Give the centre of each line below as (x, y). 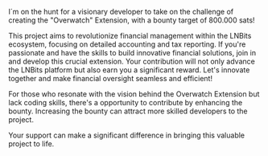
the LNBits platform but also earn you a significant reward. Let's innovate (129, 70)
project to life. (31, 144)
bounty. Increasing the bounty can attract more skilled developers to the (128, 111)
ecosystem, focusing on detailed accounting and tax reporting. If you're (127, 44)
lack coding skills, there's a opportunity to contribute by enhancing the (126, 103)
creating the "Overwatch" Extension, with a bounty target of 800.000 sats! (132, 20)
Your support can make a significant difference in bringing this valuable (127, 135)
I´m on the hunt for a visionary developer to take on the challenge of (121, 12)
